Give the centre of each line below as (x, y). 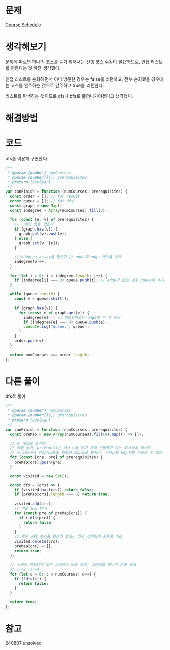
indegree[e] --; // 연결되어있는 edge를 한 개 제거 (72, 317)
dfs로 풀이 (15, 396)
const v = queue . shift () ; (42, 299)
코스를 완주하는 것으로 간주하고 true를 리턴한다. (57, 85)
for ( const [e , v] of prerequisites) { (52, 219)
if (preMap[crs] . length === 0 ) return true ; (62, 494)
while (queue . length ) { (35, 294)
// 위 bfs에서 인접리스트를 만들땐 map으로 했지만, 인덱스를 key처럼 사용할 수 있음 (86, 453)
